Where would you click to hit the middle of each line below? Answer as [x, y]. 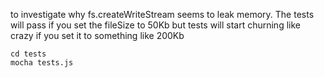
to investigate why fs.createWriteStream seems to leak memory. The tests [162, 14]
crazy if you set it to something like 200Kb [97, 35]
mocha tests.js [42, 63]
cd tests [28, 54]
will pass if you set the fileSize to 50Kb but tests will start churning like [155, 25]
